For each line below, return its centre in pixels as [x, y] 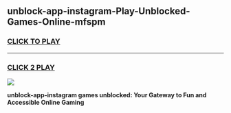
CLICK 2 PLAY [31, 67]
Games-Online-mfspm [56, 22]
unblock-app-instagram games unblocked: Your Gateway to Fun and [107, 95]
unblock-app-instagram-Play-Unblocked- [99, 11]
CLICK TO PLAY [34, 42]
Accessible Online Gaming [46, 102]
